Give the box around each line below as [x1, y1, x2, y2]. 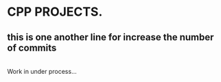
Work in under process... [7, 68, 77, 75]
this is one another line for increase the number [7, 31, 214, 43]
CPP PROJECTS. [7, 4, 103, 20]
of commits [7, 42, 57, 53]
